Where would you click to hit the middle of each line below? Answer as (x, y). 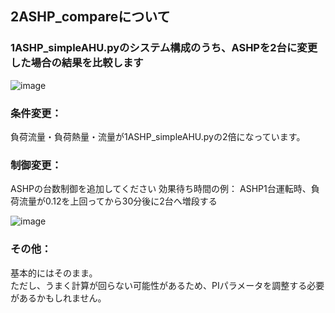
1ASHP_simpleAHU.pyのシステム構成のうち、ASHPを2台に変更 (164, 48)
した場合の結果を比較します (77, 63)
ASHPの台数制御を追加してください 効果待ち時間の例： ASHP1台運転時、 (161, 189)
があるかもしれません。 (58, 298)
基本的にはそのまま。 (54, 273)
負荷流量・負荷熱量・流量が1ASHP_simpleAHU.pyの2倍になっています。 (158, 136)
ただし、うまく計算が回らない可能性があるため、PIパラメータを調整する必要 (167, 285)
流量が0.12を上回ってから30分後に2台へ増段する (118, 201)
